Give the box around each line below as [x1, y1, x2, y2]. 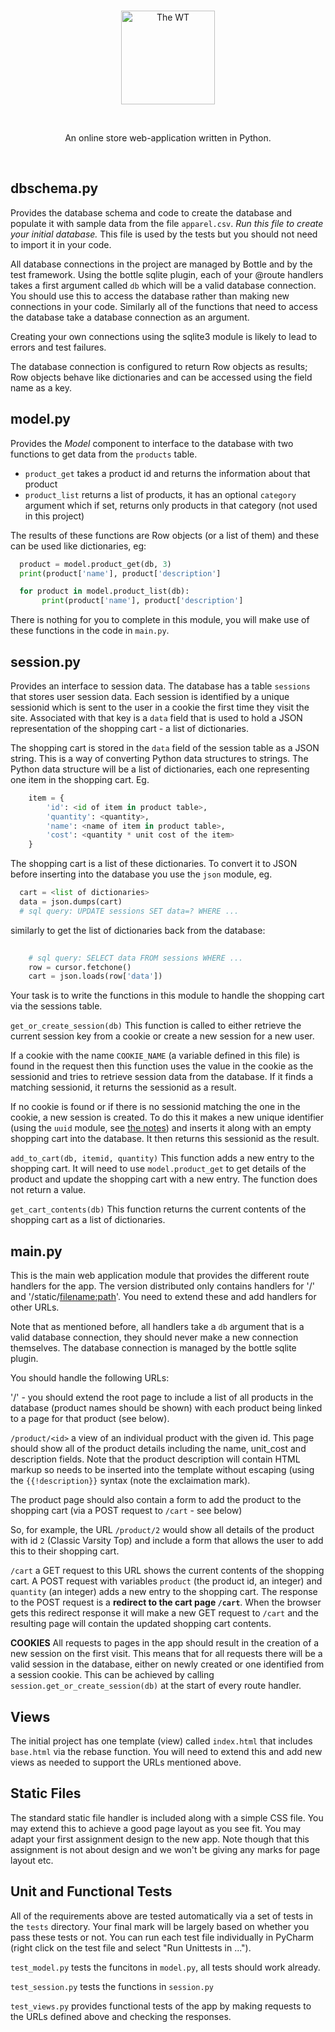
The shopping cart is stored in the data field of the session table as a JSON [10, 741, 320, 754]
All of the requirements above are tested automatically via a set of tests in [10, 1910, 313, 1922]
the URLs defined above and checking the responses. [10, 2010, 232, 2022]
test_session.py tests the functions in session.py [10, 1980, 214, 1992]
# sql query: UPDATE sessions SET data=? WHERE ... [19, 906, 240, 916]
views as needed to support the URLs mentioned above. [10, 1756, 242, 1768]
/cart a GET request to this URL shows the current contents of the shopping [10, 1565, 325, 1577]
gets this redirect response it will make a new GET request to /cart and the [10, 1607, 319, 1619]
